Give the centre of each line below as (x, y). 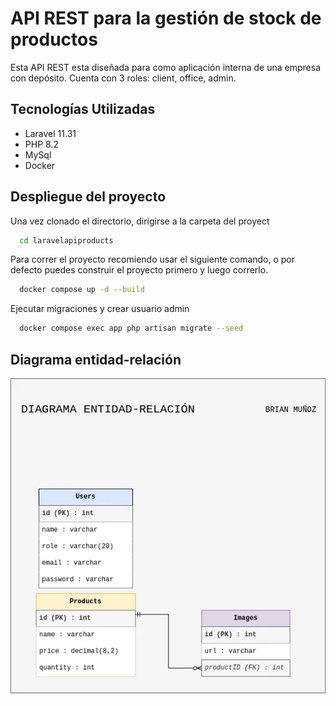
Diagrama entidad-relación (96, 359)
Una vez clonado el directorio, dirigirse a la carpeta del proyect (140, 221)
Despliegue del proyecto (88, 197)
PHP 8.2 (41, 144)
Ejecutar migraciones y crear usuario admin (100, 309)
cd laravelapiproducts (66, 240)
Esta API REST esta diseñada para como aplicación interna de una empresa (166, 67)
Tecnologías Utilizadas (83, 109)
